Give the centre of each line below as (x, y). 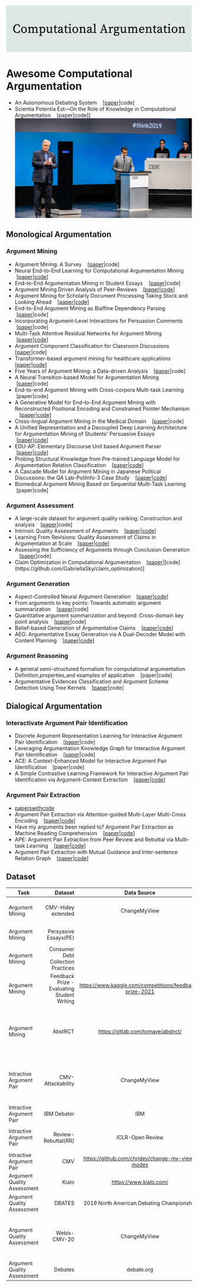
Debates (64, 1270)
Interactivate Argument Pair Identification (67, 723)
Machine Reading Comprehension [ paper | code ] (75, 833)
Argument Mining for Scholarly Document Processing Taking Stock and (101, 295)
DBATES (64, 1203)
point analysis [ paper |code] (50, 622)
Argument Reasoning (37, 656)
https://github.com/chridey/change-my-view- (140, 1158)
